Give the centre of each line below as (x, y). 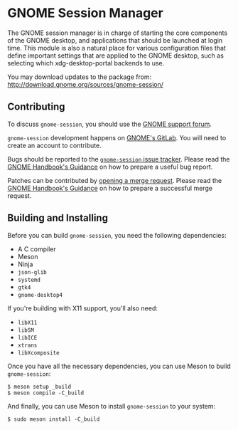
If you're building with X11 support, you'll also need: (82, 308)
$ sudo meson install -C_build (54, 419)
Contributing (36, 107)
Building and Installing (58, 218)
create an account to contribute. (54, 145)
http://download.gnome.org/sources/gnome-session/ (85, 84)
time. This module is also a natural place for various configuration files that (117, 48)
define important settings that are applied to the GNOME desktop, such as (115, 56)
